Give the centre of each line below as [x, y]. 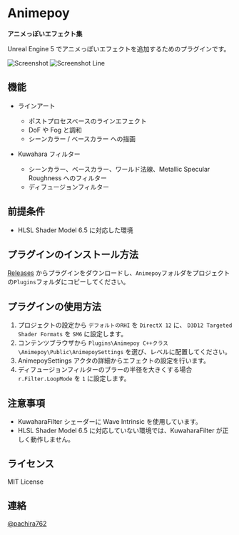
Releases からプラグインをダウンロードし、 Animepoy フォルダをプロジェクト [119, 273]
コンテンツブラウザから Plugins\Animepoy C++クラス [93, 343]
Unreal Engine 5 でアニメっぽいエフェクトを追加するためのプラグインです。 [119, 48]
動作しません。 [52, 439]
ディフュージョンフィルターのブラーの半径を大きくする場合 [105, 370]
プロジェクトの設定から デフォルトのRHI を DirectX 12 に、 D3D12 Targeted [125, 325]
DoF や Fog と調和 [55, 130]
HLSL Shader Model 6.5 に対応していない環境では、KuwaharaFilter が [120, 430]
